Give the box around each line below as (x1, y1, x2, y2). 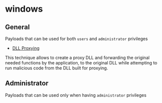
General (5, 23, 30, 31)
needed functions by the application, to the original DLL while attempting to (5, 60, 158, 65)
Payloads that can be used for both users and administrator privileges (5, 36, 148, 41)
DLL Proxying (12, 45, 40, 51)
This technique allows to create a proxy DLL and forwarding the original (5, 55, 150, 61)
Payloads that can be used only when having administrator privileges (5, 92, 147, 98)
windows (5, 3, 43, 15)
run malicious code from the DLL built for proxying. (5, 65, 108, 71)
